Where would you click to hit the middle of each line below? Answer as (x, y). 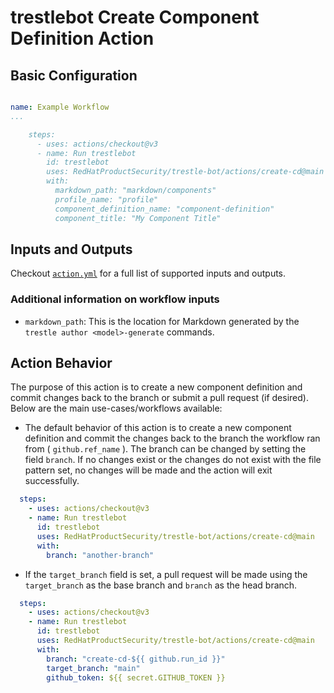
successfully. (52, 481)
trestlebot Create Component (135, 17)
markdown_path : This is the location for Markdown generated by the (162, 321)
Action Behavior (61, 363)
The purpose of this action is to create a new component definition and (156, 387)
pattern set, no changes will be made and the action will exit (148, 470)
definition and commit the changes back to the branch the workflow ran (172, 438)
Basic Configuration (74, 75)
